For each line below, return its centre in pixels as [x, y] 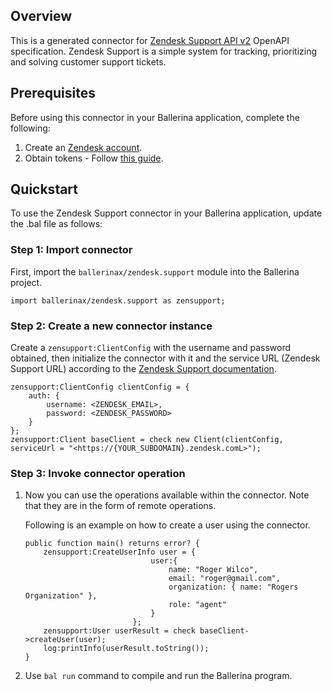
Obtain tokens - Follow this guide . [94, 158]
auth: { [44, 396]
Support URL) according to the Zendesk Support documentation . [143, 369]
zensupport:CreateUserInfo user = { [119, 552]
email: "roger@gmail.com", [224, 579]
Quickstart [44, 189]
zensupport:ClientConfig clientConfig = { [100, 387]
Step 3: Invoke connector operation [98, 473]
